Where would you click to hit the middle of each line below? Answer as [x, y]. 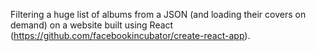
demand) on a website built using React [92, 25]
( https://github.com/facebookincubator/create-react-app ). [130, 35]
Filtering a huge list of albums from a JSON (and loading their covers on [158, 14]
